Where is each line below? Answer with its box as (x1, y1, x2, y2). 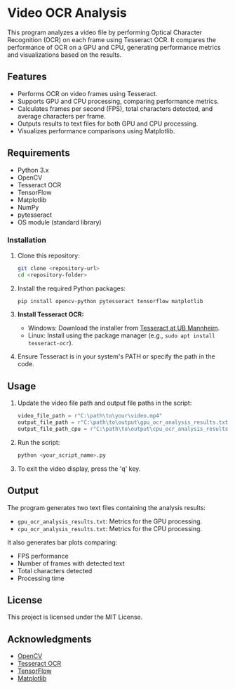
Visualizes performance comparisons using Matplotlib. (17, 126, 175, 135)
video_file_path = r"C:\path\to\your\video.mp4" (17, 413, 163, 420)
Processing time (17, 574, 65, 582)
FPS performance (17, 551, 69, 560)
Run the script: (17, 438, 60, 446)
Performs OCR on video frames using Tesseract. (17, 89, 158, 98)
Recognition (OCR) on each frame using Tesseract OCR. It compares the (7, 35, 216, 44)
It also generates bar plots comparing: (7, 538, 118, 547)
